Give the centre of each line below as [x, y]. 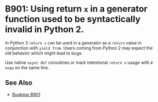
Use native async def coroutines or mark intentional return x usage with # [79, 62]
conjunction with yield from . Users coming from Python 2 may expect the [79, 48]
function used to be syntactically [73, 19]
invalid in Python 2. [44, 29]
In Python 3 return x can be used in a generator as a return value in [73, 43]
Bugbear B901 [26, 94]
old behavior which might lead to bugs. [44, 53]
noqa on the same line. [27, 67]
